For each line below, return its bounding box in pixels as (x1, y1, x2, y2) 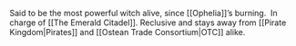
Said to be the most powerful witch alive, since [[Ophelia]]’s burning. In (9, 8, 278, 18)
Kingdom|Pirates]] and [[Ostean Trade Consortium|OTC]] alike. (9, 27, 246, 37)
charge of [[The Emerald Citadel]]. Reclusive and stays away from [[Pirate (9, 17, 287, 28)
